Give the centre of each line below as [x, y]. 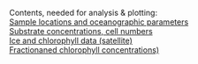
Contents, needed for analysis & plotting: [83, 13]
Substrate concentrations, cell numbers [81, 31]
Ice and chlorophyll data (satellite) [71, 40]
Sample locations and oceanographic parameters [99, 22]
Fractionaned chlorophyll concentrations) [84, 50]
